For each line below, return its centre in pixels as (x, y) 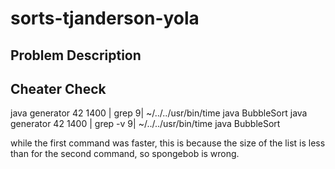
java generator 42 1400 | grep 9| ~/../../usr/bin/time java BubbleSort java (159, 113)
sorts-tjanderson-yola (105, 18)
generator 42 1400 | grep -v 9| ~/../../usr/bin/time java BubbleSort (145, 124)
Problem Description (76, 55)
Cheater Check (58, 88)
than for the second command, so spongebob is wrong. (125, 154)
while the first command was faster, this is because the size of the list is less (168, 143)
